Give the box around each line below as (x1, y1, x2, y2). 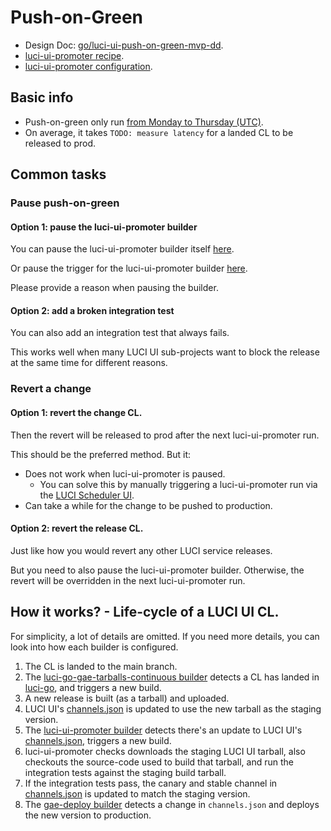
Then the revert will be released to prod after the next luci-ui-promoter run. (10, 429, 320, 441)
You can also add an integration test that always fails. (10, 327, 230, 339)
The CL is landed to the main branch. (24, 660, 178, 672)
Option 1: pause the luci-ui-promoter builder (10, 221, 198, 233)
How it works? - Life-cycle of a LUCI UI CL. (10, 604, 280, 621)
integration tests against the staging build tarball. (24, 766, 227, 778)
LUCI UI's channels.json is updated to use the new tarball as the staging (24, 702, 322, 715)
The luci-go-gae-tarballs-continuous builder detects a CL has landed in (24, 671, 320, 683)
